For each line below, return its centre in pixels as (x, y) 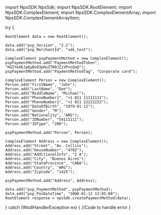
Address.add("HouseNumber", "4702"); (44, 150)
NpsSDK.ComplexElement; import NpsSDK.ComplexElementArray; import (80, 12)
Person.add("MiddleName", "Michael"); (45, 93)
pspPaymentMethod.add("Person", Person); (49, 133)
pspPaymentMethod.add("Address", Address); (51, 181)
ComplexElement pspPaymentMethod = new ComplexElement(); (67, 58)
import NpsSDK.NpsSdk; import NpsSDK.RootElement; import (69, 7)
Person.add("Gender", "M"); (34, 111)
